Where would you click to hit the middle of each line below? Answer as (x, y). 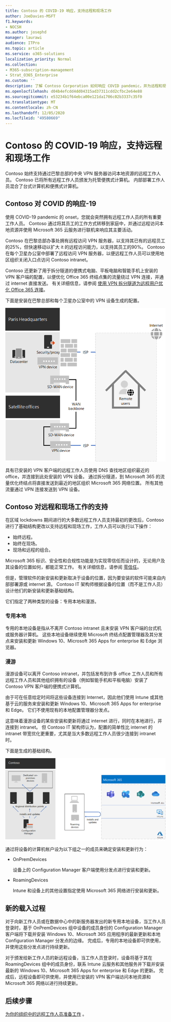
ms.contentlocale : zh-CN (32, 107)
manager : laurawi (24, 38)
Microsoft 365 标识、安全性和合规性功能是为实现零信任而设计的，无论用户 (83, 561)
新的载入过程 (25, 908)
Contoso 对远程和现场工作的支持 (57, 507)
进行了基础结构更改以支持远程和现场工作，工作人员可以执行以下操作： (79, 526)
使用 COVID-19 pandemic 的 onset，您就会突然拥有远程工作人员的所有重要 (83, 217)
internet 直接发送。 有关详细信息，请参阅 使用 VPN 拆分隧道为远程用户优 (87, 283)
